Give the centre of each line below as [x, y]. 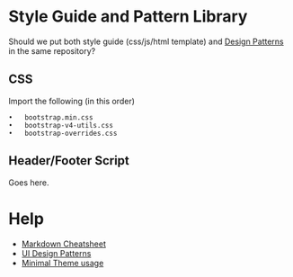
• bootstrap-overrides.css [63, 133]
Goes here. [29, 183]
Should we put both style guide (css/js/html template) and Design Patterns [146, 41]
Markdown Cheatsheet [64, 244]
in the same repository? [52, 50]
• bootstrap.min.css [51, 117]
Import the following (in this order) [72, 101]
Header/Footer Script [69, 161]
